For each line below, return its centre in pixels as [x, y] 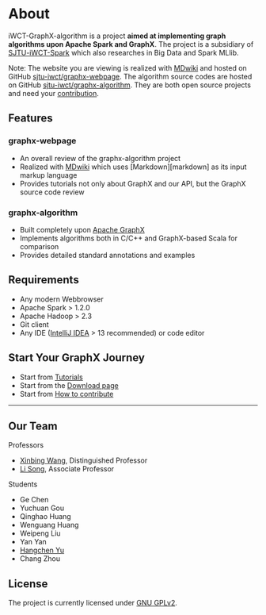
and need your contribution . [53, 93]
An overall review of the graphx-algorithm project [100, 158]
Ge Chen [34, 500]
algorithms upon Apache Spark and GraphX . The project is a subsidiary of [131, 44]
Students [23, 484]
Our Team [33, 426]
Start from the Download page [69, 385]
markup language [48, 175]
